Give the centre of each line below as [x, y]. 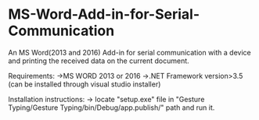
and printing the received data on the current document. [99, 61]
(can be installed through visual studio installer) [85, 84]
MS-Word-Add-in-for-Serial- [104, 14]
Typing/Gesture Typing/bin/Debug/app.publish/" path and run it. [112, 108]
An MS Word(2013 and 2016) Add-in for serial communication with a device [130, 52]
